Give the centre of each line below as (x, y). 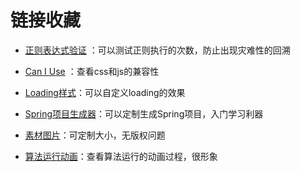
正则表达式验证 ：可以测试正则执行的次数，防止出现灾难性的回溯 (157, 50)
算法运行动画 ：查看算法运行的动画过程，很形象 (121, 156)
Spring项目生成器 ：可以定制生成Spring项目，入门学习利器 (144, 113)
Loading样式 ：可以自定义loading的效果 (105, 92)
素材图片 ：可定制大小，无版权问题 (95, 135)
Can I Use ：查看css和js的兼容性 (92, 71)
